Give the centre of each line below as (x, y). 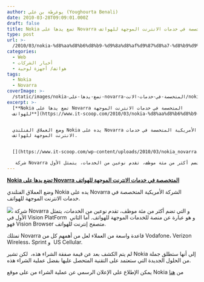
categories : (22, 52)
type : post (21, 35)
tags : (14, 74)
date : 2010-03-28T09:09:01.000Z (48, 18)
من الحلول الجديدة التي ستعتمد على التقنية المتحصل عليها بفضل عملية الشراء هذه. (99, 260)
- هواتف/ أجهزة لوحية (40, 68)
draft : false (23, 23)
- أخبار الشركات (33, 63)
